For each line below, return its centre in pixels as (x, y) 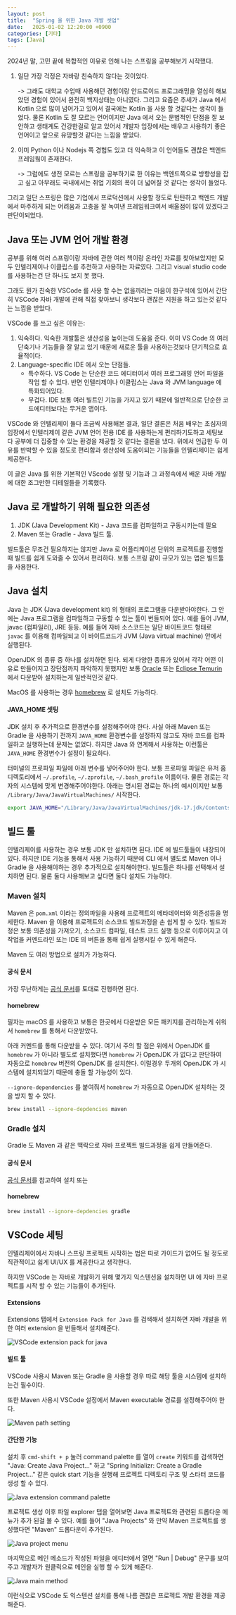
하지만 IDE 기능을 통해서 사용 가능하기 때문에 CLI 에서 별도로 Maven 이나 (122, 859)
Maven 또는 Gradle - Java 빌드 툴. (65, 534)
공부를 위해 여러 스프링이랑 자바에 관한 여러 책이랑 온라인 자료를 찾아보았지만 (112, 257)
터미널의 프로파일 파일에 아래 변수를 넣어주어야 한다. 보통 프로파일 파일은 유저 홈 (117, 768)
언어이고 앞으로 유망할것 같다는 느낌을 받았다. (79, 135)
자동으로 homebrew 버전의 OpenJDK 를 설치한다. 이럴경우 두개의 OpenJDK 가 (113, 1063)
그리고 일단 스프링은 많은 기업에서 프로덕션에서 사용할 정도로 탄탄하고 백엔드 (111, 197)
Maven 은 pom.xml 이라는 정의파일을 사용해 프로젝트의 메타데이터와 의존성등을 (114, 913)
